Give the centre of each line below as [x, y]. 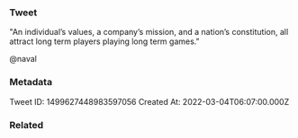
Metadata [31, 82]
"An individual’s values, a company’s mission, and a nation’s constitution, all [149, 32]
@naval [23, 59]
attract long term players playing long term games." [104, 41]
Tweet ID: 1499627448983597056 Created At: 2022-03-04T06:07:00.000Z [149, 101]
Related [27, 125]
